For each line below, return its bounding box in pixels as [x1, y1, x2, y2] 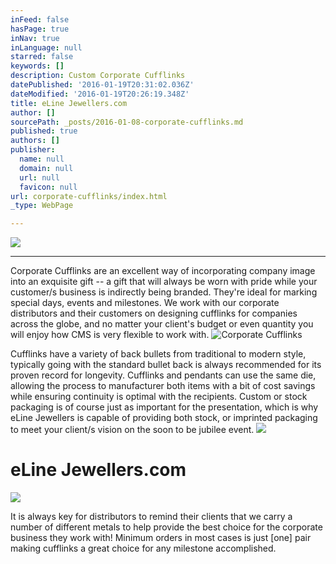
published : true [10, 126, 78, 136]
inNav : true [10, 33, 60, 43]
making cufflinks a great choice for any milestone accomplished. [10, 542, 277, 555]
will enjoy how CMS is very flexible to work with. [10, 329, 210, 341]
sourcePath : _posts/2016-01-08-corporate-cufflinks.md [10, 117, 244, 127]
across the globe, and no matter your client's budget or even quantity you [10, 318, 314, 330]
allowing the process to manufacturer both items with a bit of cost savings [10, 380, 316, 392]
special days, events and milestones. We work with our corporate [10, 297, 280, 309]
